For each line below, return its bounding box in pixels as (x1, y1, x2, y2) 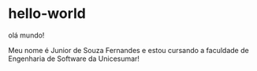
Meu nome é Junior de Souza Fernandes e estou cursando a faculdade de (8, 45, 250, 55)
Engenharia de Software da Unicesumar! (8, 54, 140, 63)
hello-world (8, 5, 87, 23)
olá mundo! (8, 30, 45, 40)
